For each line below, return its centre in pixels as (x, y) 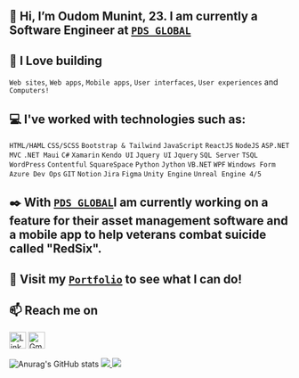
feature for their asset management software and (149, 221)
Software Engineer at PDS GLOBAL (100, 31)
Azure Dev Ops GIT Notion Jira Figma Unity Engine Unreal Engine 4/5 (136, 175)
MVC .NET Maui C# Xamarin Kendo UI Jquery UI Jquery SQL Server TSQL (133, 156)
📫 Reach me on (54, 311)
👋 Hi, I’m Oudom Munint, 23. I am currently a (133, 16)
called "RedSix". (56, 249)
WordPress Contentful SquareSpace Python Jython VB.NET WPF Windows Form (142, 165)
